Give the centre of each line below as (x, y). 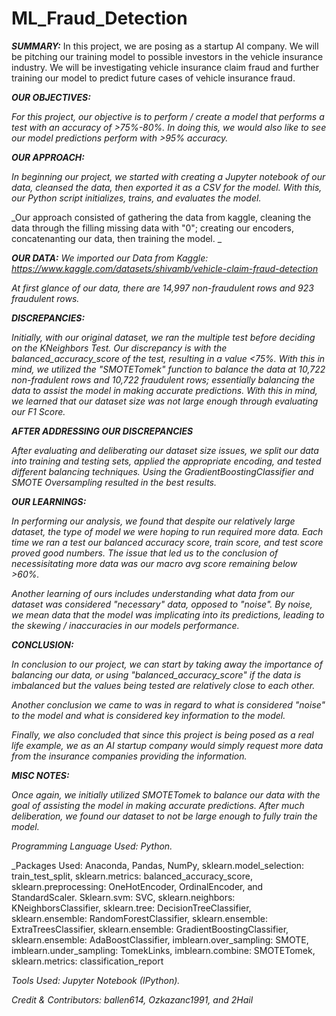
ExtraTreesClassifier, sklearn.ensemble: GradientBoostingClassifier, (150, 929)
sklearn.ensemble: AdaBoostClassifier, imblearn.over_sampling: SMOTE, (160, 939)
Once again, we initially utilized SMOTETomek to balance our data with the (166, 794)
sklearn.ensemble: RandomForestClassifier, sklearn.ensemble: (139, 918)
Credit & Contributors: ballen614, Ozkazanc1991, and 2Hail (132, 999)
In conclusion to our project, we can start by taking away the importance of (167, 664)
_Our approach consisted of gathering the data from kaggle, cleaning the (161, 217)
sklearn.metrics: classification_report (87, 961)
